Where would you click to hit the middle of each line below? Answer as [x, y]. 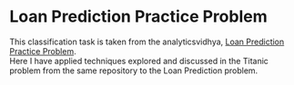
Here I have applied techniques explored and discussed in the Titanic [139, 61]
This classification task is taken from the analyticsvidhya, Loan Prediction [147, 42]
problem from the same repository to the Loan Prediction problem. [134, 71]
